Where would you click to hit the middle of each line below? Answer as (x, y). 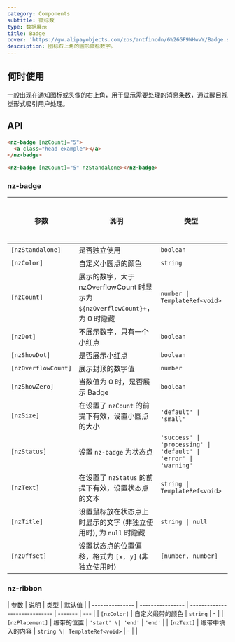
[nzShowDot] (31, 355)
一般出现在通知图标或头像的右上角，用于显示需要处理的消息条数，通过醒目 (114, 95)
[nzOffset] (29, 556)
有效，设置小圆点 (121, 416)
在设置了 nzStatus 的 (113, 478)
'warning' (177, 466)
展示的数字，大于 (107, 276)
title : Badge (26, 33)
